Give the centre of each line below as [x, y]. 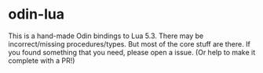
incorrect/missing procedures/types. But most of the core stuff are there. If [130, 43]
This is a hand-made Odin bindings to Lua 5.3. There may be [106, 36]
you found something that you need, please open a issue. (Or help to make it [132, 52]
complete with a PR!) [42, 61]
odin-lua [37, 14]
